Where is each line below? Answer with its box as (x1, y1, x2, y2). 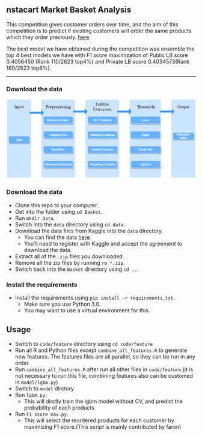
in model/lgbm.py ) (14, 378, 58, 386)
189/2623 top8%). (6, 64, 52, 71)
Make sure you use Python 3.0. (23, 300, 101, 308)
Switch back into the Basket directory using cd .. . (14, 265, 139, 273)
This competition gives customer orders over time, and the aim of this (6, 20, 179, 28)
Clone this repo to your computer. (14, 201, 99, 209)
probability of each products (23, 404, 95, 411)
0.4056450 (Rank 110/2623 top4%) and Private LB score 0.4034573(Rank (6, 58, 190, 65)
